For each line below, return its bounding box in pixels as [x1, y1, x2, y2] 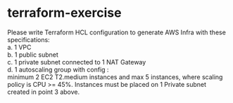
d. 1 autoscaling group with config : [7, 65, 109, 74]
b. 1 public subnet [7, 50, 58, 59]
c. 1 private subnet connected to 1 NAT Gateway [7, 57, 146, 66]
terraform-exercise [7, 5, 122, 21]
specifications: [7, 35, 51, 43]
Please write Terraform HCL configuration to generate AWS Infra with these [7, 28, 227, 36]
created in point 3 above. [7, 88, 80, 96]
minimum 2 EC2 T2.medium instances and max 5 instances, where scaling [7, 72, 223, 81]
